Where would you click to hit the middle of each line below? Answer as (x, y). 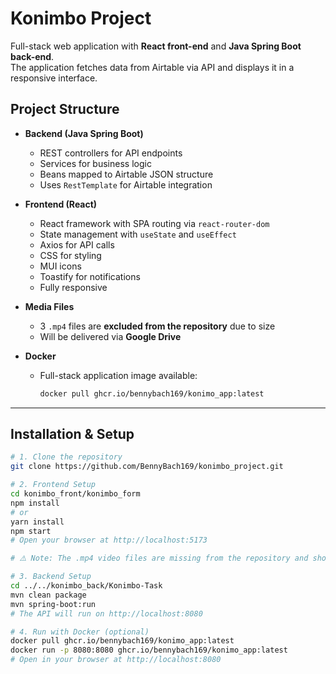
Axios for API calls (77, 244)
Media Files (49, 306)
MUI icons (60, 266)
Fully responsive (73, 287)
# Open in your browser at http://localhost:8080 (116, 660)
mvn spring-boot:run (53, 604)
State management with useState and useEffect (138, 234)
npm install (35, 503)
